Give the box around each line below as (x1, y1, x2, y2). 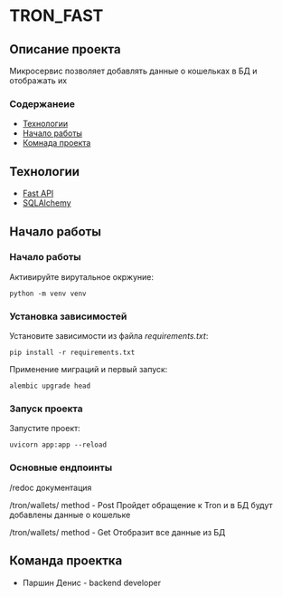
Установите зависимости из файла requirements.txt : (9, 331, 209, 342)
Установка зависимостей (9, 310, 127, 323)
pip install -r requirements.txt (9, 348, 136, 358)
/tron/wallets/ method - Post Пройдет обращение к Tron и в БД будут (9, 499, 273, 510)
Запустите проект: (9, 423, 81, 434)
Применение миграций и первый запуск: (9, 364, 168, 375)
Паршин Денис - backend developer (22, 577, 161, 588)
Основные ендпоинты (9, 461, 113, 474)
